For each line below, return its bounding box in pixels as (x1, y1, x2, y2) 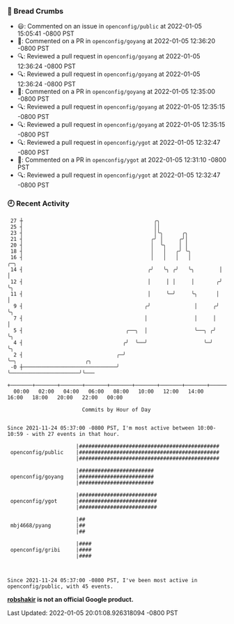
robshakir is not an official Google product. (7, 595, 134, 603)
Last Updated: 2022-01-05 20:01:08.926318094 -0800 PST (7, 609, 179, 617)
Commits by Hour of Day (81, 406, 151, 413)
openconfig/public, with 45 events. (7, 583, 114, 590)
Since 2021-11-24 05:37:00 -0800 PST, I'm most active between (7, 424, 195, 431)
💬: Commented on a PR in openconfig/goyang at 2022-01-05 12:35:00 (17, 87, 216, 96)
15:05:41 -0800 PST (17, 29, 75, 38)
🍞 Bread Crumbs (7, 6, 64, 16)
